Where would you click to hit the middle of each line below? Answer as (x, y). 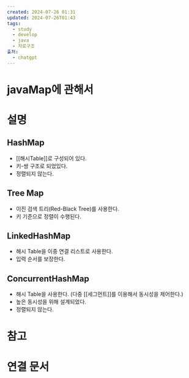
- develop (25, 35)
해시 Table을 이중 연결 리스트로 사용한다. (64, 251)
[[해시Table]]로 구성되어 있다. (51, 158)
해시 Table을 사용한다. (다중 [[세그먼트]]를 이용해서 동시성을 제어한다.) (99, 294)
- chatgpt (25, 57)
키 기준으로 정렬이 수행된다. (49, 216)
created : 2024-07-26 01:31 (41, 12)
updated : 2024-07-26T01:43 (41, 18)
